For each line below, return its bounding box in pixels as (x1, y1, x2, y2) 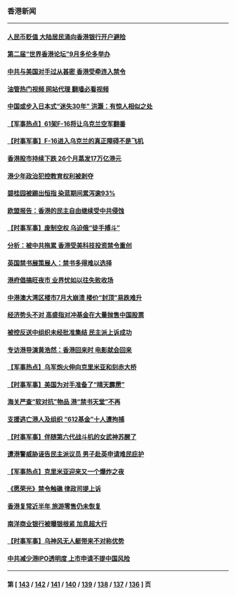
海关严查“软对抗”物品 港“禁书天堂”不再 (7, 398, 121, 406)
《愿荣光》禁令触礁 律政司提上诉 (7, 485, 102, 493)
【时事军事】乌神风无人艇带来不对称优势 (7, 537, 124, 545)
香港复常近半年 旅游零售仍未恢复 (7, 502, 102, 510)
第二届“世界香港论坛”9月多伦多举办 (7, 50, 111, 58)
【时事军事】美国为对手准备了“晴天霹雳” (7, 380, 125, 388)
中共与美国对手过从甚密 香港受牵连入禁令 (7, 67, 126, 76)
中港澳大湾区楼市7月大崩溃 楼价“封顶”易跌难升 (7, 293, 143, 301)
